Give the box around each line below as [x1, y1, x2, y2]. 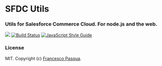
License [5, 45, 24, 51]
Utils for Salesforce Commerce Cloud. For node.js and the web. [5, 21, 158, 28]
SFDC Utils [5, 3, 49, 15]
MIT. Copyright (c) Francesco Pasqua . [5, 55, 81, 61]
